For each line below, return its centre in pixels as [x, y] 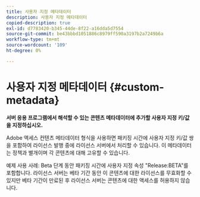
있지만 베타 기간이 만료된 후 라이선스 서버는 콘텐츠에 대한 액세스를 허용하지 [93, 180]
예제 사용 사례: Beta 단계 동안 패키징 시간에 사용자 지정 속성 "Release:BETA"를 [97, 165]
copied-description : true [38, 23]
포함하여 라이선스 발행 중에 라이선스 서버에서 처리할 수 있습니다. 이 [89, 145]
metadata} [33, 100]
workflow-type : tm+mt [33, 39]
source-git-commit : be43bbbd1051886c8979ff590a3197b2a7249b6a [85, 34]
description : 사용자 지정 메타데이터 [47, 17]
